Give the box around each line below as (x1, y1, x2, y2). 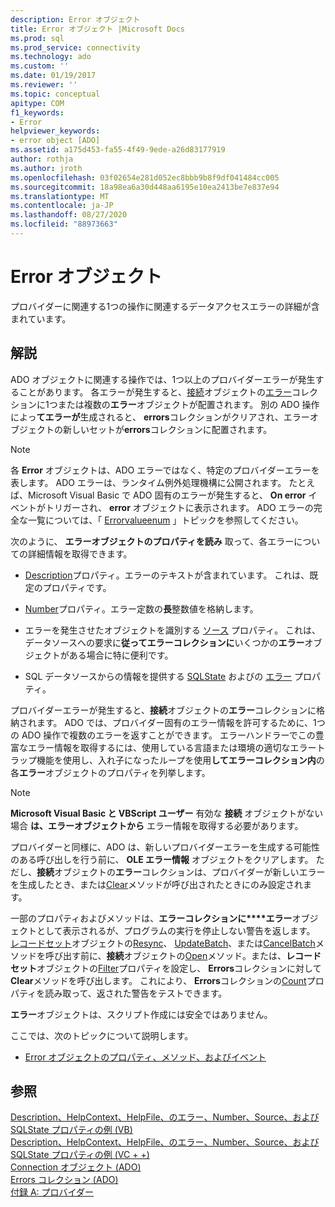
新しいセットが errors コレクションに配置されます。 (62, 423, 273, 435)
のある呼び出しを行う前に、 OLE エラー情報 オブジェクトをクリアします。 (10, 853, 314, 865)
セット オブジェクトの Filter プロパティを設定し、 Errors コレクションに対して (10, 962, 322, 974)
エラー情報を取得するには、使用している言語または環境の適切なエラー (27, 741, 317, 753)
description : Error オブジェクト (10, 14, 141, 25)
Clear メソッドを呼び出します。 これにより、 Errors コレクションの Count (10, 974, 307, 986)
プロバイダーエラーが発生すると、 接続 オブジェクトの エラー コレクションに (10, 704, 317, 716)
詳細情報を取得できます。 (27, 547, 133, 560)
